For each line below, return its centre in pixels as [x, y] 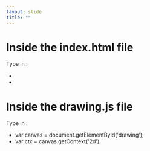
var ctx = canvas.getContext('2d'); [58, 141]
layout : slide [24, 12]
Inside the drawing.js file [70, 107]
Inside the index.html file [70, 47]
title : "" [19, 18]
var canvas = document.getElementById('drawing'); [79, 135]
